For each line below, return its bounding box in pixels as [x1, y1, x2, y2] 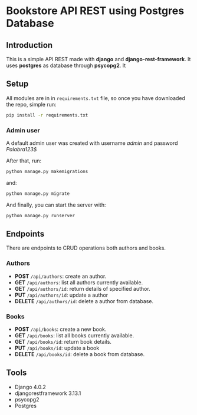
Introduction [6, 40, 53, 50]
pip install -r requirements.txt [6, 112, 88, 118]
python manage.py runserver [6, 213, 75, 218]
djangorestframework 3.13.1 [14, 390, 81, 397]
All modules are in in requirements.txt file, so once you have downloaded [6, 94, 186, 101]
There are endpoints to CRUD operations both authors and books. [6, 244, 166, 251]
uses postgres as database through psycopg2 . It [6, 62, 126, 69]
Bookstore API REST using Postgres [6, 4, 185, 18]
